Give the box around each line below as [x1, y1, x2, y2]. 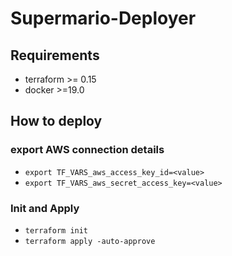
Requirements [10, 47, 100, 64]
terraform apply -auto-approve [24, 236, 156, 246]
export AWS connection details [10, 143, 165, 157]
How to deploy [10, 113, 103, 130]
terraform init [24, 225, 89, 236]
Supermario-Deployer [10, 7, 197, 30]
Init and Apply [10, 201, 80, 215]
